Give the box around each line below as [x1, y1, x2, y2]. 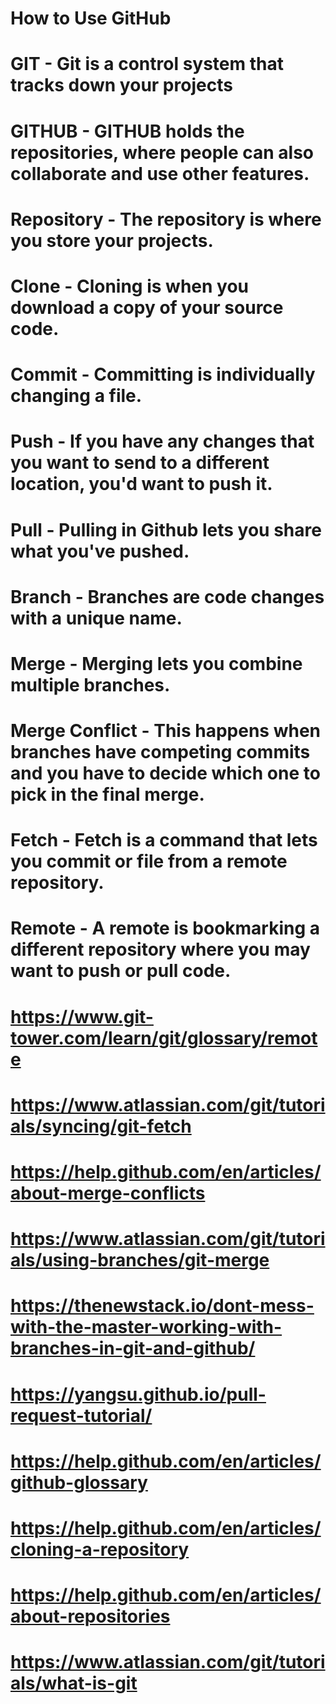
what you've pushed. [10, 540, 190, 562]
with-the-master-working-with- [10, 1316, 283, 1339]
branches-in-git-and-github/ [10, 1337, 256, 1360]
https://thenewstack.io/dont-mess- [10, 1295, 315, 1317]
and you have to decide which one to [10, 762, 321, 785]
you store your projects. [10, 229, 214, 252]
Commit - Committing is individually [10, 363, 316, 386]
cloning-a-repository [10, 1538, 190, 1561]
